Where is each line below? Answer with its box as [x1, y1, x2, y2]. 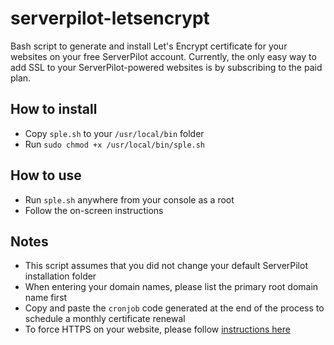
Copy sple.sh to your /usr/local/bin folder [24, 127, 205, 139]
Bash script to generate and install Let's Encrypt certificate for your [10, 40, 288, 52]
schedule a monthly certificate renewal [24, 313, 186, 325]
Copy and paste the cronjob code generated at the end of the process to [24, 302, 325, 314]
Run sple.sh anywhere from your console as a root [24, 193, 235, 206]
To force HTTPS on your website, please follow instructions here [24, 323, 291, 336]
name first [24, 292, 68, 304]
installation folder [24, 270, 97, 282]
